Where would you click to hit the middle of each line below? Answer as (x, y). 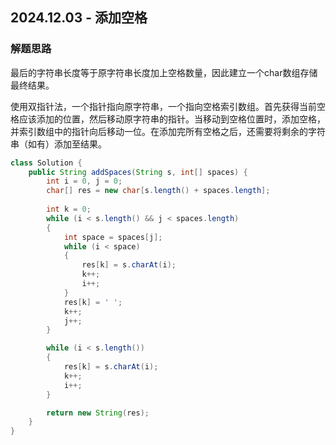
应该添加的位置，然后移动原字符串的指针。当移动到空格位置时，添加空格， (172, 119)
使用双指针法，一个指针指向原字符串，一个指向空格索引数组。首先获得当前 (163, 106)
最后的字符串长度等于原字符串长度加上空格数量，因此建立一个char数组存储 (164, 72)
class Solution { (46, 163)
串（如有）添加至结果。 (58, 144)
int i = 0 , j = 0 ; (84, 181)
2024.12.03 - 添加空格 (79, 18)
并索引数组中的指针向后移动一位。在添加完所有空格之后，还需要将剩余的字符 (168, 131)
